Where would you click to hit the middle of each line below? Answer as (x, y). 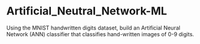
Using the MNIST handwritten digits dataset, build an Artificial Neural (94, 28)
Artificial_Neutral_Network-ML (87, 11)
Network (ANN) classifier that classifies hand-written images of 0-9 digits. (100, 34)
